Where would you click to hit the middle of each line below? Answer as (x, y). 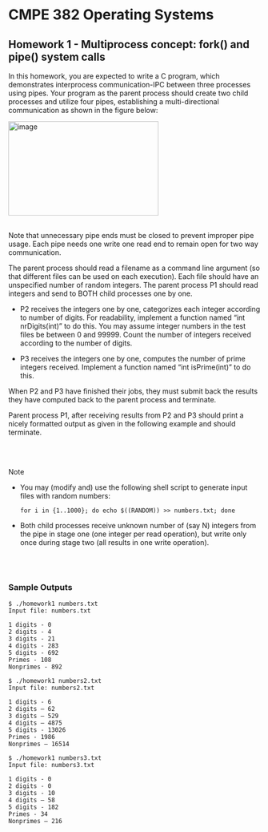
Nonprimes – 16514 (39, 744)
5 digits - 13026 (37, 730)
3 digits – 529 (34, 716)
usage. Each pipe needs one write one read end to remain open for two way (133, 244)
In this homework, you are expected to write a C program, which (114, 76)
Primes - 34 (28, 814)
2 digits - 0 (30, 786)
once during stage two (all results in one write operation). (114, 542)
